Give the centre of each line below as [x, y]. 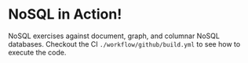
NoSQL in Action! [65, 14]
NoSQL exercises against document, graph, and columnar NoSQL [114, 36]
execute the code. [37, 52]
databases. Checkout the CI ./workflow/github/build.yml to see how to [124, 44]
